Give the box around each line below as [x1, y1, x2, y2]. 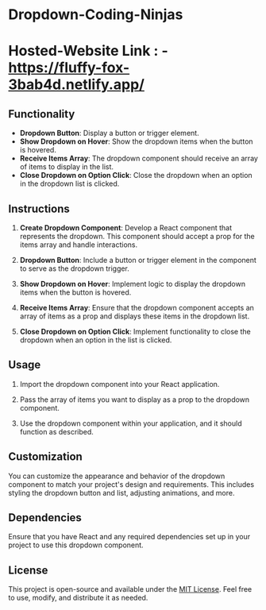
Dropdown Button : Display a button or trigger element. [19, 129, 200, 138]
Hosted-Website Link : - [8, 42, 168, 60]
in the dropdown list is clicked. [19, 179, 120, 188]
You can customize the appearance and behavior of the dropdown [8, 471, 226, 481]
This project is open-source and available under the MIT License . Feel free [8, 585, 253, 594]
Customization [8, 450, 83, 464]
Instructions [8, 202, 70, 215]
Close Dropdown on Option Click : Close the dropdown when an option [19, 171, 253, 180]
